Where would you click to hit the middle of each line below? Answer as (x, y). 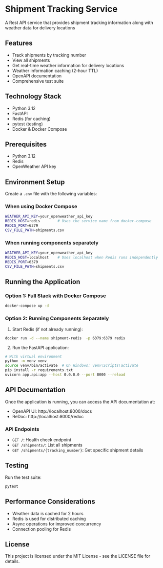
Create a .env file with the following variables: (51, 194)
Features (19, 43)
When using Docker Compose (41, 207)
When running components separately (52, 242)
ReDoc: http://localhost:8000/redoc (48, 416)
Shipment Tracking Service (61, 9)
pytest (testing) (27, 124)
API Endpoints (22, 429)
